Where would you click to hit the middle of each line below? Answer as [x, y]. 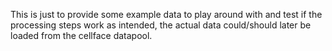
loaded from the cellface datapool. [81, 35]
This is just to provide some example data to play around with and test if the [166, 14]
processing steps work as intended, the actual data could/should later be [161, 25]
